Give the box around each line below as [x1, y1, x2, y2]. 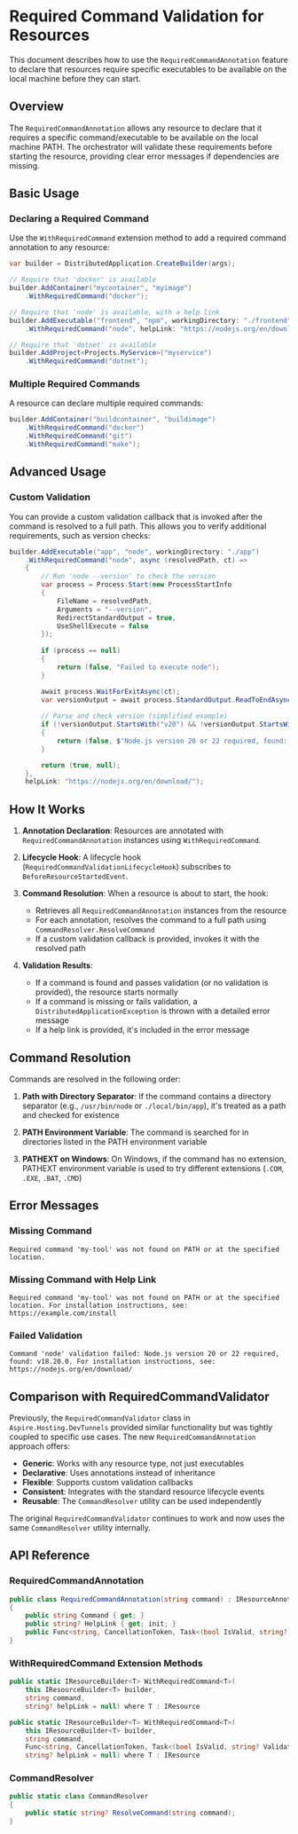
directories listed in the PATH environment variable [21, 1136, 208, 1146]
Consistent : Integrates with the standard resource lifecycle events [21, 1486, 264, 1497]
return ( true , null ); [41, 760, 122, 769]
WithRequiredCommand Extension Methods [9, 1657, 203, 1669]
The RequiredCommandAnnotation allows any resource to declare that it [9, 122, 263, 133]
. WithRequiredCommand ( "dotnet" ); [25, 357, 149, 366]
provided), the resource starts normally [35, 987, 179, 997]
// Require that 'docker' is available [9, 275, 157, 285]
